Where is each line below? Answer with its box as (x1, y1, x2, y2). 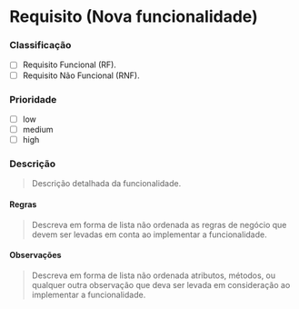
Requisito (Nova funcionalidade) (9, 6, 258, 27)
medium (22, 124, 54, 135)
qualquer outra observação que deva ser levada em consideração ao (31, 279, 291, 290)
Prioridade (9, 93, 57, 105)
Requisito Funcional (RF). (22, 59, 116, 70)
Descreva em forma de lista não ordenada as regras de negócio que (31, 219, 287, 230)
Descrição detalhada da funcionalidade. (31, 178, 182, 189)
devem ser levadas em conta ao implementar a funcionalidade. (31, 229, 267, 240)
